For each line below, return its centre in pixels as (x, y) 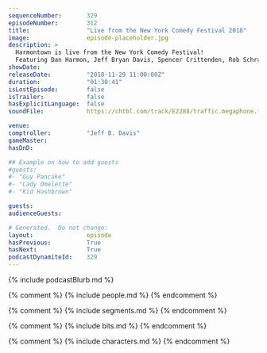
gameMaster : (28, 140)
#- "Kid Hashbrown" (41, 192)
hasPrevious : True (55, 243)
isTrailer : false (56, 97)
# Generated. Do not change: (58, 228)
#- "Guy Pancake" (37, 177)
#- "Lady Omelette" (41, 184)
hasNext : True (55, 250)
